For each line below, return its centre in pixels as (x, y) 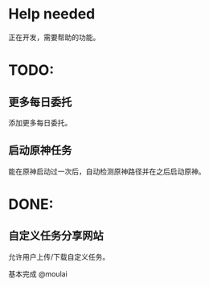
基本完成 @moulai (38, 273)
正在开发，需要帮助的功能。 (54, 37)
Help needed (52, 14)
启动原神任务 (40, 151)
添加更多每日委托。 (40, 122)
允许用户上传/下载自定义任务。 (59, 256)
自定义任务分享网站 (56, 236)
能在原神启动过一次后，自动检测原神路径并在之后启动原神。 (107, 171)
